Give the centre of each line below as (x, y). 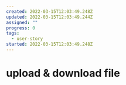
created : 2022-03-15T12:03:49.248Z (50, 11)
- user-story (27, 39)
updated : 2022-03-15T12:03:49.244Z (50, 17)
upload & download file (63, 73)
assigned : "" (22, 22)
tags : (13, 33)
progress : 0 (21, 28)
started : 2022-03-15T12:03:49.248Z (50, 45)
